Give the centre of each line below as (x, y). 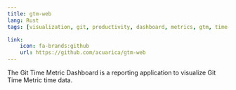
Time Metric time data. (40, 80)
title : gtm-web (29, 14)
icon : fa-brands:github (55, 46)
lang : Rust (23, 20)
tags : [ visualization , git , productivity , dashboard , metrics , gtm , (110, 27)
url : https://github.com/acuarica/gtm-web (83, 53)
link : (15, 39)
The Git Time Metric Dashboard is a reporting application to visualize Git (112, 72)
